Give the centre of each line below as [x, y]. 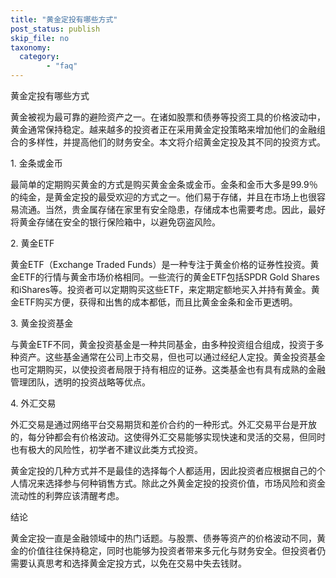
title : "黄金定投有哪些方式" [64, 19]
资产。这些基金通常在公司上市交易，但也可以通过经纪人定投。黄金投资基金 [172, 357]
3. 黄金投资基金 [42, 323]
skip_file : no [40, 38]
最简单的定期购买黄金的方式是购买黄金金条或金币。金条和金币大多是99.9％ [164, 184]
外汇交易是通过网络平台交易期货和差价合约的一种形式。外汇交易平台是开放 [163, 424]
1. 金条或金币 [36, 163]
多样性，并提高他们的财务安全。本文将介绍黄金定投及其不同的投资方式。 [176, 142]
